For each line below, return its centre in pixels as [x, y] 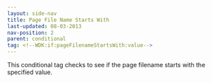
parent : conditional [37, 39]
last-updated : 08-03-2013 [44, 26]
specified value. [30, 72]
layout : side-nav [32, 13]
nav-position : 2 [30, 33]
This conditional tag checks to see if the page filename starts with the [106, 65]
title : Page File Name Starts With [58, 20]
